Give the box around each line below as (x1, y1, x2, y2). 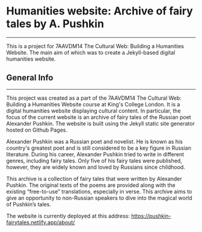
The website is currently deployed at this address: (6, 212, 130, 219)
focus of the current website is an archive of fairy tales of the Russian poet (6, 113, 191, 121)
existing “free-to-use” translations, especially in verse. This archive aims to (6, 188, 192, 195)
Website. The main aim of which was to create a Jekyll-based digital (6, 49, 176, 56)
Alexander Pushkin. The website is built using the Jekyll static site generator (6, 120, 195, 127)
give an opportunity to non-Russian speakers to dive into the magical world (6, 194, 192, 201)
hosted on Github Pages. (6, 126, 68, 133)
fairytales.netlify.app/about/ (6, 218, 75, 226)
